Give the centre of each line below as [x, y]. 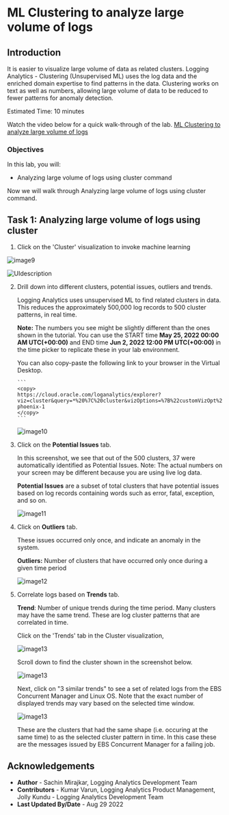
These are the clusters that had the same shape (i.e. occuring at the [112, 730]
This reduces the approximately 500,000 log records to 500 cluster [111, 308]
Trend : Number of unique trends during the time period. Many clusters [116, 608]
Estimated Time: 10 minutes [46, 111]
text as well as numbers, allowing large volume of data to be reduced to [108, 91]
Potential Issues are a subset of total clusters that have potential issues [118, 486]
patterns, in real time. [47, 315]
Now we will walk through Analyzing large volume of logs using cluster [107, 191]
